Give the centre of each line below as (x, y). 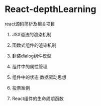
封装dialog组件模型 (31, 56)
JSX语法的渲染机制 (32, 34)
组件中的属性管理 (30, 66)
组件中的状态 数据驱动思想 (39, 77)
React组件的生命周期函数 (38, 98)
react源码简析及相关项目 (30, 24)
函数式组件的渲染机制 (34, 45)
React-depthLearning (51, 9)
